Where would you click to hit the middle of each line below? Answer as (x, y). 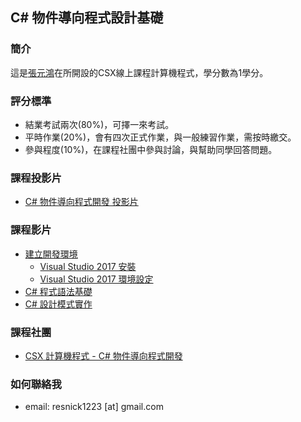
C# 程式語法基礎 (58, 291)
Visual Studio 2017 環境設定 (96, 279)
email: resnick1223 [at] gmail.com (94, 407)
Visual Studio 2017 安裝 (88, 266)
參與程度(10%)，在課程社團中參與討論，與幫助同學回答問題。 (151, 149)
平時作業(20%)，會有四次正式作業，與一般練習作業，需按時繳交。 (160, 137)
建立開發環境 (51, 254)
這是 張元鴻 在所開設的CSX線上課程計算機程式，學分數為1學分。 (139, 72)
